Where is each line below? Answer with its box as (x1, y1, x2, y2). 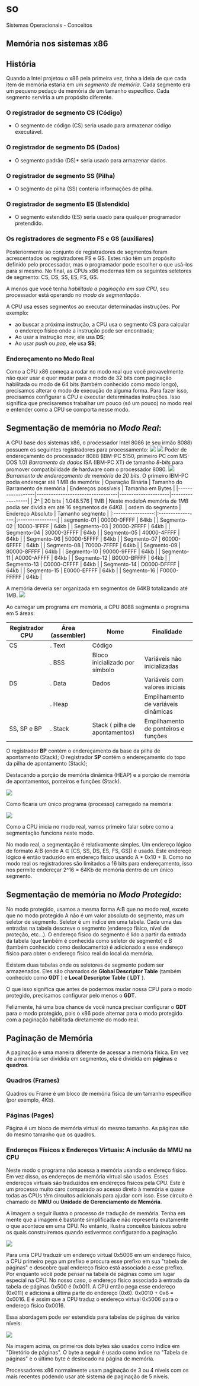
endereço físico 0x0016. (6, 1302, 65, 1309)
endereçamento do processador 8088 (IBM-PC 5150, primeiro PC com (6, 452, 178, 459)
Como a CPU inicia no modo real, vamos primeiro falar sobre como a (6, 823, 174, 830)
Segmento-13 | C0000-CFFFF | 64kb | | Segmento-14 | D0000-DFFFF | (6, 560, 180, 567)
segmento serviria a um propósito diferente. (6, 94, 114, 101)
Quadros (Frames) (6, 1076, 60, 1084)
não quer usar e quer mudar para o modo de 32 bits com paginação (6, 374, 172, 381)
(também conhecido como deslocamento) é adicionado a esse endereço (6, 943, 184, 951)
